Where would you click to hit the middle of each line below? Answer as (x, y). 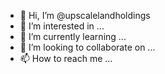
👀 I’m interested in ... (62, 26)
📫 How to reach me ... (66, 58)
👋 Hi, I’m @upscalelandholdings (85, 15)
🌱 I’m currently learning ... (73, 36)
